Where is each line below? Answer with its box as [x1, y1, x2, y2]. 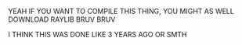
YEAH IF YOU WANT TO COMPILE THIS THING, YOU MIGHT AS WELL [8, 7, 235, 16]
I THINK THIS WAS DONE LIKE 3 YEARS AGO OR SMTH [8, 30, 187, 39]
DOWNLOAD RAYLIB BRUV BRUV [8, 15, 116, 24]
